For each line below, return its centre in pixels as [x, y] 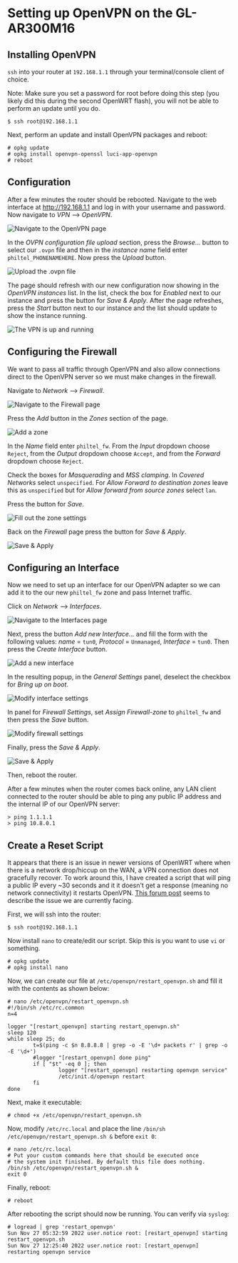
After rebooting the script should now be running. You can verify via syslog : [118, 1214]
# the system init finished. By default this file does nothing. [106, 1162]
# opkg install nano [38, 968]
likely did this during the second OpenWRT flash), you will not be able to [113, 101]
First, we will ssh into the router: [54, 914]
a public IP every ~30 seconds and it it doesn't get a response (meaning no [118, 885]
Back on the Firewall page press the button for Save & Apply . [97, 531]
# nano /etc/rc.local [40, 1149]
